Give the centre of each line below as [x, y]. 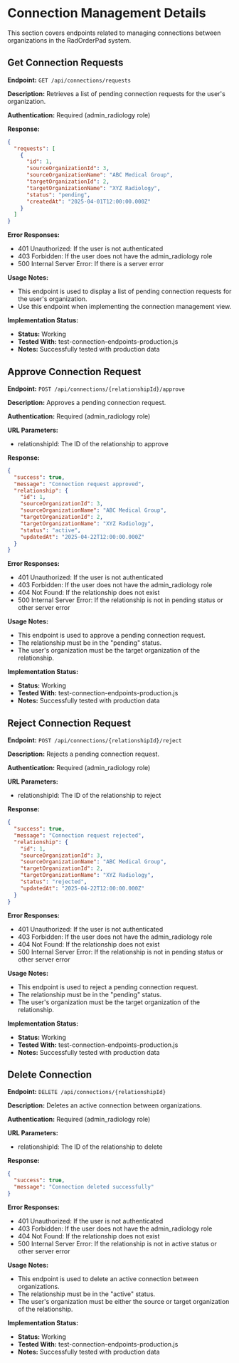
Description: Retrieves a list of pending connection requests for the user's [116, 93]
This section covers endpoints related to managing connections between [114, 33]
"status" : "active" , [51, 530]
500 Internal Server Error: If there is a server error [91, 264]
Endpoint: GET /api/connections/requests [69, 80]
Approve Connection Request [74, 372]
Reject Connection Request [69, 723]
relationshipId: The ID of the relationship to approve [93, 443]
